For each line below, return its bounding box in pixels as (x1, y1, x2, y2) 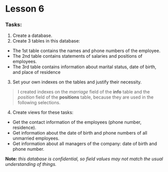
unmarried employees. (12, 135, 60, 142)
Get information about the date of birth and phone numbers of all (12, 130, 147, 136)
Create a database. (12, 32, 52, 38)
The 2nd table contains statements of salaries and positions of (12, 53, 143, 59)
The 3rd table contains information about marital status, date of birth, (12, 64, 156, 70)
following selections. (17, 100, 61, 106)
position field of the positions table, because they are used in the (17, 94, 154, 100)
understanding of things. (5, 161, 57, 167)
